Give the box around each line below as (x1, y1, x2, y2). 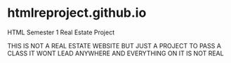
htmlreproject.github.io (7, 5, 147, 21)
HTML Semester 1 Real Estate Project (7, 28, 115, 36)
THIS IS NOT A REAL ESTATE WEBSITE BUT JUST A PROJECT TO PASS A (7, 41, 221, 50)
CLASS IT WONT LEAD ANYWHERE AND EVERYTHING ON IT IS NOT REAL (7, 49, 224, 57)
